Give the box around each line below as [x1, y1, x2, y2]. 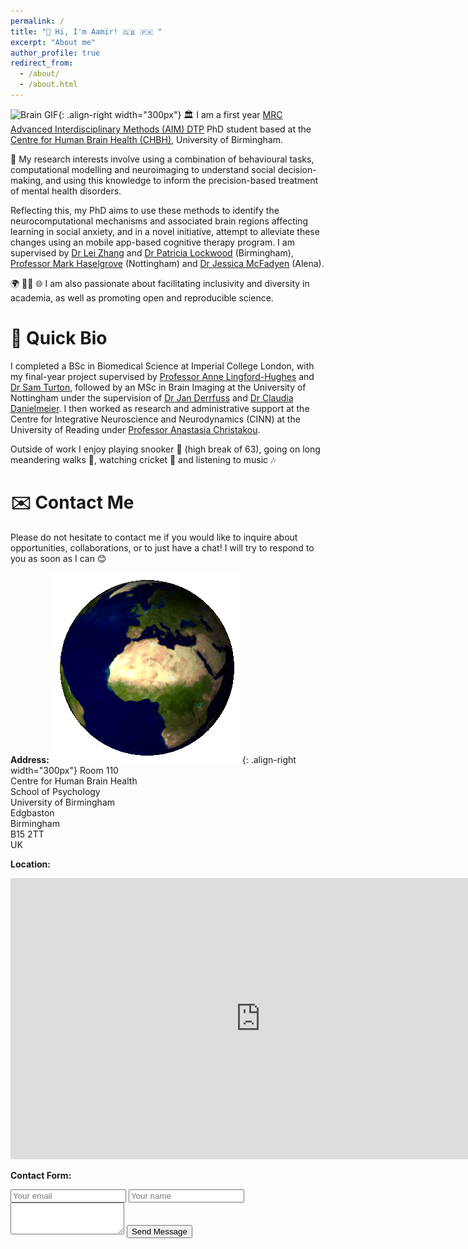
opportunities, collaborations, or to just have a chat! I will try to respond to [10, 541, 315, 554]
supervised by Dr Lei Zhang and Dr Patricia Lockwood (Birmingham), [10, 246, 294, 259]
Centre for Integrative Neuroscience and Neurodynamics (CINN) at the [10, 413, 301, 425]
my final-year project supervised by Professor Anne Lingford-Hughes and [10, 370, 315, 382]
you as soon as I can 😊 [10, 552, 107, 564]
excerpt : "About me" [10, 37, 97, 47]
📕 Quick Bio [10, 327, 108, 350]
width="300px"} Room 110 [10, 764, 119, 776]
